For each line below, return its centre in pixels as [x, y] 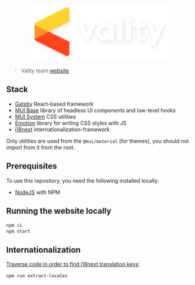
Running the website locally [59, 211]
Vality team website [45, 71]
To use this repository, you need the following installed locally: [83, 180]
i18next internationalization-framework [62, 129]
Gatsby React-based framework [54, 104]
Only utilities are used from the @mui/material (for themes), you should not [97, 141]
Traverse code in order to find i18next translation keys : [73, 264]
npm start [18, 232]
